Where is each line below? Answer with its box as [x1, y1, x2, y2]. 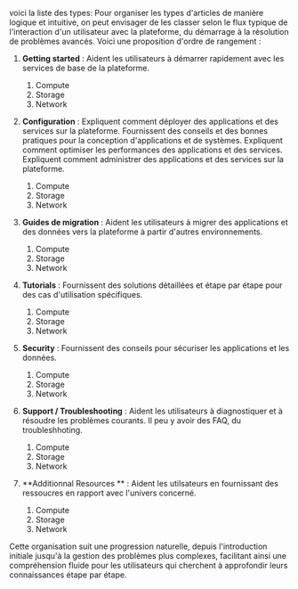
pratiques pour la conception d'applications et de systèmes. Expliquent [21, 135, 283, 145]
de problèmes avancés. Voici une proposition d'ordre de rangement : [9, 36, 262, 46]
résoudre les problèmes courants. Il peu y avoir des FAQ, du [21, 415, 242, 426]
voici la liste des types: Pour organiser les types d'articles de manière [9, 8, 264, 18]
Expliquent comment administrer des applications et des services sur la [21, 154, 285, 164]
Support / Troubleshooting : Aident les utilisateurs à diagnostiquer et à [21, 405, 283, 416]
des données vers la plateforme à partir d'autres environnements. [21, 226, 263, 237]
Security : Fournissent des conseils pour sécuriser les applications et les [21, 343, 290, 353]
